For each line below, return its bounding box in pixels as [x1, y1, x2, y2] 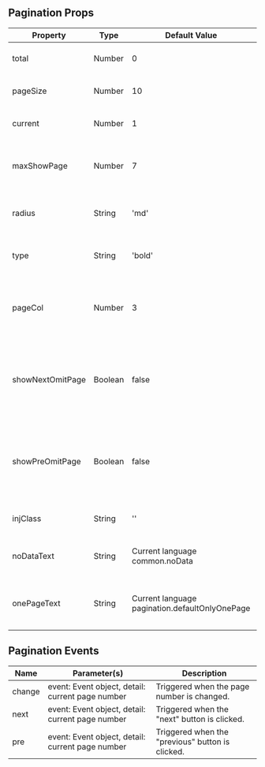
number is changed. [155, 691, 230, 702]
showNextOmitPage [12, 374, 87, 385]
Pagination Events [8, 644, 99, 657]
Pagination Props [8, 6, 95, 20]
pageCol [12, 302, 44, 313]
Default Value [165, 29, 218, 40]
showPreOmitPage [12, 456, 81, 467]
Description [181, 668, 227, 679]
